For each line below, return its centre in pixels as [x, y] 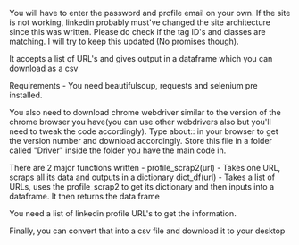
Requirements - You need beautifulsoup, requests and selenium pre [133, 85]
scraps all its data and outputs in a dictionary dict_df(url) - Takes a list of [142, 177]
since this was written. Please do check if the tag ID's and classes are [137, 32]
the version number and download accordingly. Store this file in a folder [141, 141]
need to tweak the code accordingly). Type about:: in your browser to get [144, 131]
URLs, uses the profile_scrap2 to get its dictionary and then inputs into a [142, 186]
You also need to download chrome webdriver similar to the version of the [145, 112]
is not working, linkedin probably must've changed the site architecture [140, 22]
